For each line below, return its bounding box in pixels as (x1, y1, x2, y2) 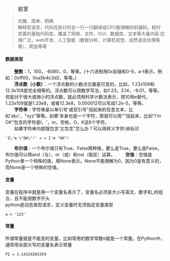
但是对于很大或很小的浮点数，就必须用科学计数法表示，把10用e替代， (5, 93, 151, 100)
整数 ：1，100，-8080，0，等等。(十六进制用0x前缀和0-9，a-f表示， (14, 68, 158, 74)
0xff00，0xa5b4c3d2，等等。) (14, 75, 77, 81)
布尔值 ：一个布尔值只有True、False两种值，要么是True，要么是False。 (14, 145, 162, 151)
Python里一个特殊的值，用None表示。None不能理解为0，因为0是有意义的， (5, 157, 164, 164)
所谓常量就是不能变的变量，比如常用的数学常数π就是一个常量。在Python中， (5, 235, 165, 241)
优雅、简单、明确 (17, 18, 54, 24)
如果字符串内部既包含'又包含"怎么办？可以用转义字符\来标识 (14, 125, 140, 132)
